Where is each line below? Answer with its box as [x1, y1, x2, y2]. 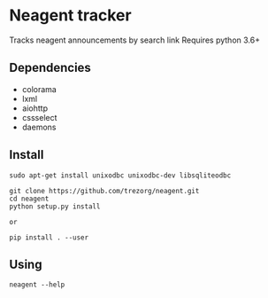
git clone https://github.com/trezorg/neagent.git [9, 186, 200, 195]
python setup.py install [9, 201, 101, 211]
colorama [21, 83, 57, 94]
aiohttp [21, 103, 49, 114]
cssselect [21, 112, 57, 122]
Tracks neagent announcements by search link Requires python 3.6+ [9, 35, 261, 45]
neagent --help [9, 280, 65, 289]
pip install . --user [9, 232, 89, 242]
